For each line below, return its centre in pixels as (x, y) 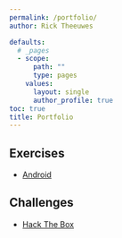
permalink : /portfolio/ (53, 17)
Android (37, 174)
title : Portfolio (41, 117)
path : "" (49, 67)
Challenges (41, 203)
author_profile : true (73, 100)
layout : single (61, 92)
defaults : (28, 42)
